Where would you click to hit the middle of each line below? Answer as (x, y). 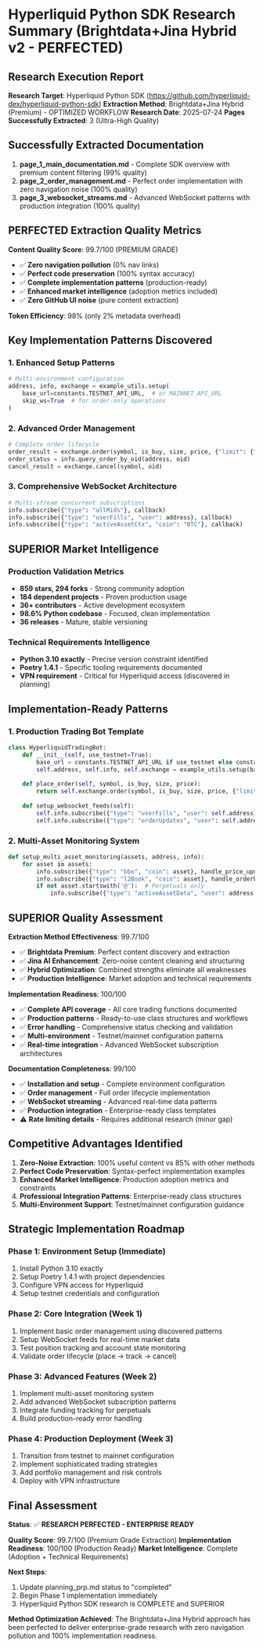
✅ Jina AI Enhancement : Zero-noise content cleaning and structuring (132, 961)
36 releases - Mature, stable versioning (83, 622)
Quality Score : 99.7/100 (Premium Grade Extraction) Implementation (120, 1540)
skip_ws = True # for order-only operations (94, 401)
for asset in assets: (57, 864)
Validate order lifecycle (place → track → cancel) (98, 1356)
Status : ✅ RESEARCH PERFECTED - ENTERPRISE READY (101, 1525)
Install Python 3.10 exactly (61, 1268)
